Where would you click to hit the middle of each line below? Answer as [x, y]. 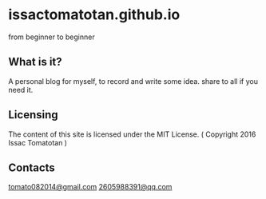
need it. [21, 90]
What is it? [35, 62]
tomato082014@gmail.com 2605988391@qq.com [90, 187]
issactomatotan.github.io [94, 15]
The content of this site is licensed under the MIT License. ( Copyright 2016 [132, 134]
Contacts [32, 167]
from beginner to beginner [52, 37]
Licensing [33, 115]
